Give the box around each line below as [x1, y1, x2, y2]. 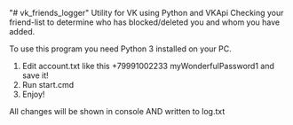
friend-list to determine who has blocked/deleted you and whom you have [9, 17, 281, 27]
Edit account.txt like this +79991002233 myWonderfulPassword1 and [21, 61, 275, 71]
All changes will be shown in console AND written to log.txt [9, 106, 226, 116]
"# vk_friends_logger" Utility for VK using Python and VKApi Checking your [9, 8, 284, 18]
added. [9, 27, 36, 36]
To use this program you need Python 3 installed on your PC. [9, 43, 233, 54]
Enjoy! [21, 89, 45, 99]
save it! [21, 70, 49, 81]
